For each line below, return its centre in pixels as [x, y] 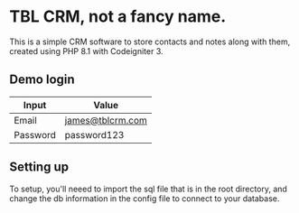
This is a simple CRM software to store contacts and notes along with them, [150, 42]
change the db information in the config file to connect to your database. [145, 198]
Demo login [42, 80]
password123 [94, 134]
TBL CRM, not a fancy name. [118, 17]
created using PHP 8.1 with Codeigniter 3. [87, 51]
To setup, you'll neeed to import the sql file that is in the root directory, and [148, 189]
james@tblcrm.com [106, 120]
